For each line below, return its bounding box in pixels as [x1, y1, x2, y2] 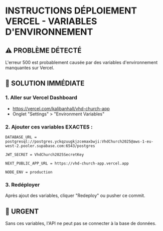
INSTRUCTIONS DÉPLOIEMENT [5, 5, 137, 16]
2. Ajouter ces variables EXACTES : [5, 123, 93, 130]
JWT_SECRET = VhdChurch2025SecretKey [5, 152, 84, 157]
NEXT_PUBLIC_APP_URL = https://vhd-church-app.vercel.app [5, 160, 129, 166]
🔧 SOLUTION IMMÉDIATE [5, 79, 85, 87]
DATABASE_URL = [5, 134, 37, 139]
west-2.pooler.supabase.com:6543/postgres [5, 143, 95, 148]
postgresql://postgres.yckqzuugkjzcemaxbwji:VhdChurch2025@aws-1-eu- [5, 139, 154, 144]
